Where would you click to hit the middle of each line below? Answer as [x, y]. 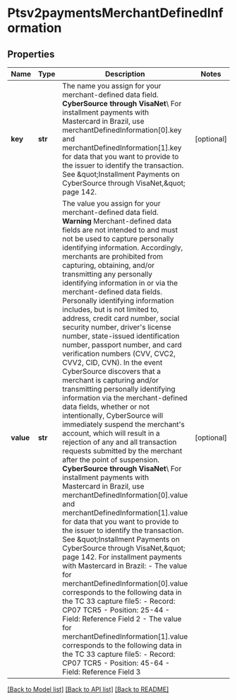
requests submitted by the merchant [122, 451]
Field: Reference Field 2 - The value [122, 619]
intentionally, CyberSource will [113, 415]
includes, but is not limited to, [111, 309]
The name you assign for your [112, 86]
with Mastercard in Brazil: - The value [125, 566]
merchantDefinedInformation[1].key [122, 148]
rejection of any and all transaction [120, 442]
